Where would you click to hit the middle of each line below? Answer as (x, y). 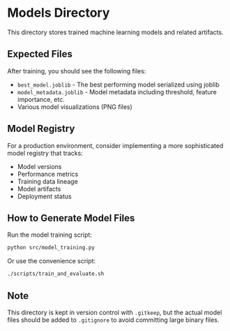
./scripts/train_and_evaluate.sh (56, 274)
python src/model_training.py (51, 248)
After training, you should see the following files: (77, 71)
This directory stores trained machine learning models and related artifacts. (116, 32)
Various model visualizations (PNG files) (75, 107)
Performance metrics (48, 174)
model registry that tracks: (45, 153)
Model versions (39, 166)
